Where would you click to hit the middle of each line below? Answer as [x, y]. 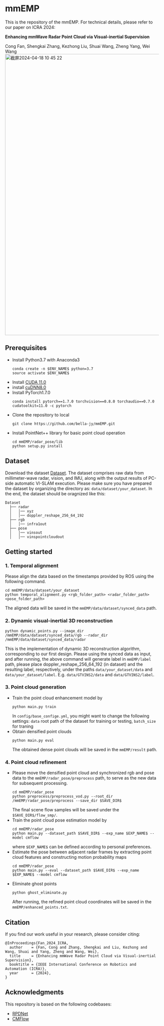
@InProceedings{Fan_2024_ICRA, [37, 943]
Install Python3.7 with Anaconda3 [46, 359]
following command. [26, 581]
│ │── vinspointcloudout [37, 537]
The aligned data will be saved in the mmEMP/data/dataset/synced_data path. [81, 608]
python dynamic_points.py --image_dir [44, 631]
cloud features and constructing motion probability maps [69, 857]
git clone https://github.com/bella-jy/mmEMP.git [64, 424]
